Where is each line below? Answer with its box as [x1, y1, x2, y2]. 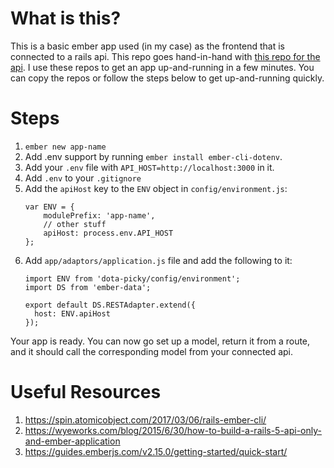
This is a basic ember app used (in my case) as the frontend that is [10, 40, 285, 52]
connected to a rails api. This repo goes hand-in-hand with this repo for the [10, 50, 321, 62]
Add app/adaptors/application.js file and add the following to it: [24, 254, 293, 266]
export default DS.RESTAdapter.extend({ [24, 300, 196, 310]
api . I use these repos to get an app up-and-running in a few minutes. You [10, 61, 315, 73]
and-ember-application [24, 435, 121, 447]
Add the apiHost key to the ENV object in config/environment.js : [24, 182, 288, 194]
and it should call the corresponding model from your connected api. [10, 345, 294, 357]
